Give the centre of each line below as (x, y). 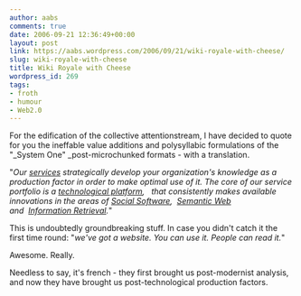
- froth (24, 93)
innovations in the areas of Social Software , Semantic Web (121, 201)
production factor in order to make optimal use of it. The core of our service (150, 182)
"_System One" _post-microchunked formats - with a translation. (130, 155)
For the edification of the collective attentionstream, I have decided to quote (150, 135)
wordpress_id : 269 (44, 77)
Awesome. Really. (42, 255)
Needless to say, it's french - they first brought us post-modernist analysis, (149, 273)
